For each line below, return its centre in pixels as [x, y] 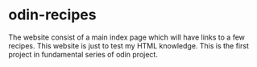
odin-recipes [52, 15]
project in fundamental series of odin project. [83, 54]
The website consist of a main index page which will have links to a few [127, 37]
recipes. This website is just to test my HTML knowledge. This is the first [129, 45]
